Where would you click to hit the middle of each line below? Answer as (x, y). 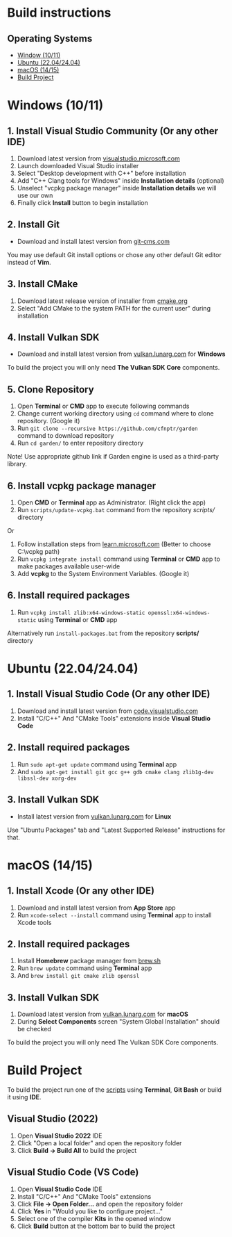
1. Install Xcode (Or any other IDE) (81, 891)
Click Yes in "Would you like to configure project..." (90, 1211)
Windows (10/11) (55, 105)
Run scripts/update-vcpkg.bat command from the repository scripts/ (116, 510)
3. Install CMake (43, 284)
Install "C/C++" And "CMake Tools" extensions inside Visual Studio (114, 718)
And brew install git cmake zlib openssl (78, 976)
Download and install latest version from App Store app (96, 908)
